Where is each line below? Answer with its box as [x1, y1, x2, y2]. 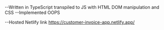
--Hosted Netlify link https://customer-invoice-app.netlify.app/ [5, 19, 135, 25]
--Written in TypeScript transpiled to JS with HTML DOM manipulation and [5, 4, 160, 10]
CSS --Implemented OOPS [5, 9, 60, 15]
